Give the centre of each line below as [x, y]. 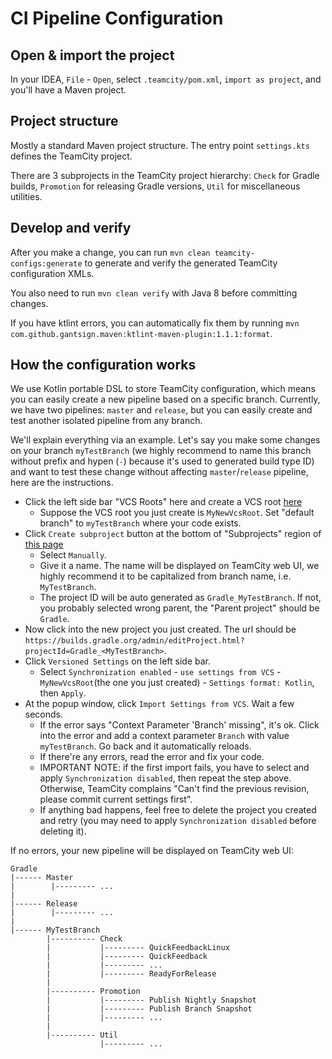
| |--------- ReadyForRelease [131, 974]
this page [44, 544]
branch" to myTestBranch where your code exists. [140, 523]
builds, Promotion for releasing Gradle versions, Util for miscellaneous [155, 186]
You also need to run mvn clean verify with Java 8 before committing [154, 293]
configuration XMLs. [52, 273]
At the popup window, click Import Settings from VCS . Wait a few [159, 704]
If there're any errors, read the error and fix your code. [152, 757]
